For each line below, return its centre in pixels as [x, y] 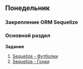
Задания [15, 46]
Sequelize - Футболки [35, 56]
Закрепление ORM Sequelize [42, 22]
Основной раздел [28, 36]
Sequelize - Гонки [31, 61]
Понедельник [28, 8]
